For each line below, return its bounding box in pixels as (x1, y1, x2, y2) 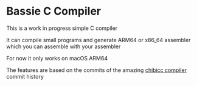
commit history (6, 73, 44, 80)
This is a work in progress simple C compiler (6, 24, 118, 32)
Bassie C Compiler (6, 4, 102, 18)
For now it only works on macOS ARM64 (6, 54, 108, 62)
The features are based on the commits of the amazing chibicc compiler (6, 66, 187, 74)
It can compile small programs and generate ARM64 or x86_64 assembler (6, 36, 191, 43)
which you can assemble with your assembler (6, 43, 121, 50)
